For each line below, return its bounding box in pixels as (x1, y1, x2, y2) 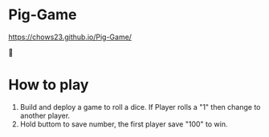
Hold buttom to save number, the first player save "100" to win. (19, 119, 228, 129)
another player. (19, 111, 71, 120)
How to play (8, 76, 89, 94)
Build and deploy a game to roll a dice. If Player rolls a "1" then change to (19, 102, 261, 111)
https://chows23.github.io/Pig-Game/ (8, 32, 132, 42)
